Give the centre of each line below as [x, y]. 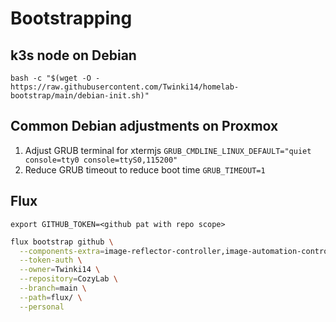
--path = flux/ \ [51, 297]
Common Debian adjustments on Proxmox [144, 126]
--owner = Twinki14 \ [60, 270]
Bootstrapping [71, 18]
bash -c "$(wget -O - [55, 78]
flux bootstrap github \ [62, 242]
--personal [42, 307]
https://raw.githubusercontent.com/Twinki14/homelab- [125, 87]
